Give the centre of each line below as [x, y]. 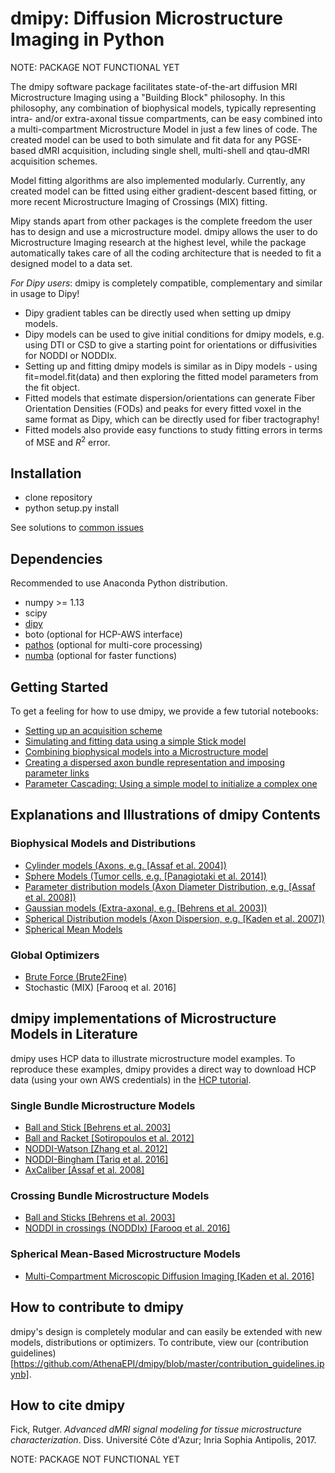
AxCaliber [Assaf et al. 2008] [84, 1170]
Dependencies [56, 558]
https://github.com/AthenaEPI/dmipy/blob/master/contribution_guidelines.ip [169, 1363]
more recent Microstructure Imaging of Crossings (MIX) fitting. [139, 201]
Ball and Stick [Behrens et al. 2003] [98, 1128]
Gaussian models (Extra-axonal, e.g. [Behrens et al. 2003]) [146, 908]
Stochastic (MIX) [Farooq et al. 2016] [100, 988]
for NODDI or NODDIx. [70, 355]
